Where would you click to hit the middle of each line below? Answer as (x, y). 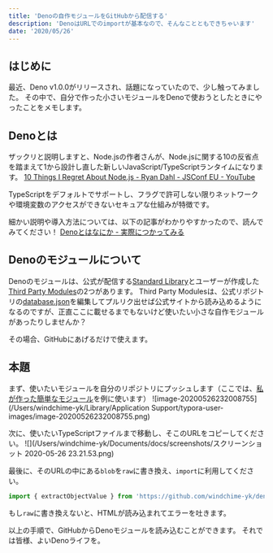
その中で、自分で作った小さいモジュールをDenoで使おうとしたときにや (143, 98)
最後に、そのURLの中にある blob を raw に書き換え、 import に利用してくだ (128, 470)
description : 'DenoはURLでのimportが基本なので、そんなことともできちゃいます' (132, 24)
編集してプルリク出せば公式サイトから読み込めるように (169, 301)
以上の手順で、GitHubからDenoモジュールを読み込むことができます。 (124, 530)
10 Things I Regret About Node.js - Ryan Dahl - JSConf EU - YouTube (140, 177)
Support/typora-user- (188, 407)
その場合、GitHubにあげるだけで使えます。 (80, 339)
